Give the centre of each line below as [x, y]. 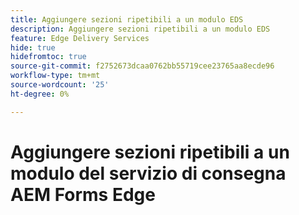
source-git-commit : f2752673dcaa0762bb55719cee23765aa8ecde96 [142, 66]
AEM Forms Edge [83, 194]
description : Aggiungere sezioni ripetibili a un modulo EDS [140, 29]
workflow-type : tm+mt [55, 76]
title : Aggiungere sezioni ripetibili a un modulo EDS [127, 19]
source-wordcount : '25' [60, 85]
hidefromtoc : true [48, 57]
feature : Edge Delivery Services [80, 38]
